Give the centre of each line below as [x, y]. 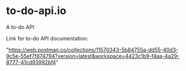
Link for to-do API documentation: [47, 38]
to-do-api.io [36, 11]
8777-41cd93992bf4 [31, 62]
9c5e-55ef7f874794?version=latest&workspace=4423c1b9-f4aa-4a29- [93, 56]
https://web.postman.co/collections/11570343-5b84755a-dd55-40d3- [94, 50]
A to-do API [20, 27]
